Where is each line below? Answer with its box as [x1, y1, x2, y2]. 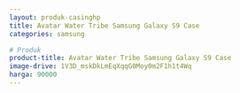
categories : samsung [9, 29, 86, 38]
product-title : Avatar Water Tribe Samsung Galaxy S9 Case [9, 54, 232, 63]
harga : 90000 [9, 70, 58, 80]
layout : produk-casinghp [9, 12, 101, 22]
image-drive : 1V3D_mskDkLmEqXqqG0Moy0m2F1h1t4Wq [9, 62, 192, 71]
